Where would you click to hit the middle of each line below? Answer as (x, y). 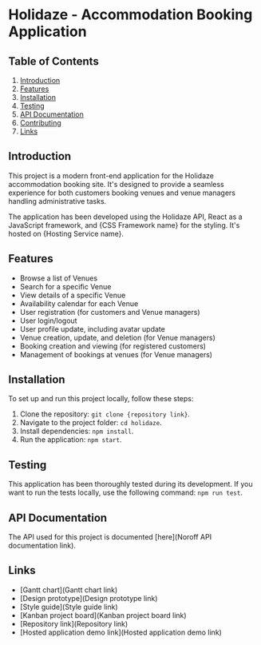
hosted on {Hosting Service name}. (66, 233)
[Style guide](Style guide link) (69, 607)
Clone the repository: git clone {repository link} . (105, 414)
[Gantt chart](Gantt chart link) (69, 590)
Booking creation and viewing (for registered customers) (113, 346)
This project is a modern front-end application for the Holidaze (111, 175)
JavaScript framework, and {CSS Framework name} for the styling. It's (124, 225)
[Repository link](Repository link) (74, 623)
